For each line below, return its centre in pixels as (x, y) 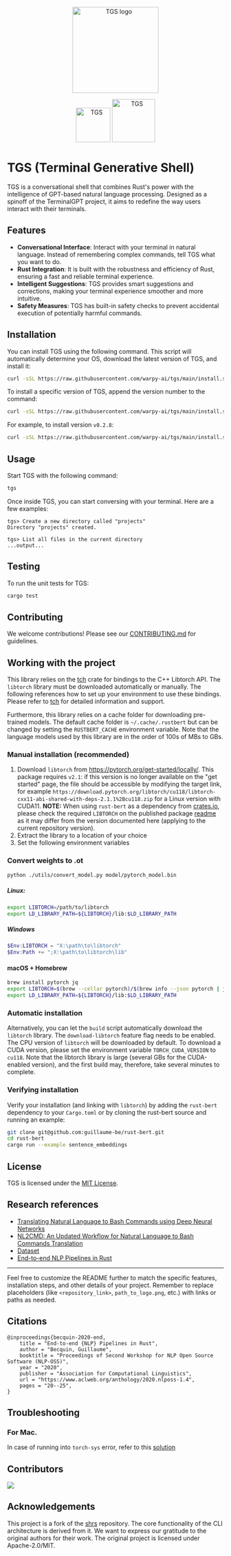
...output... (26, 545)
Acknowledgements (51, 1507)
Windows (21, 929)
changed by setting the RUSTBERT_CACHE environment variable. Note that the (113, 729)
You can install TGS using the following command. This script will (99, 351)
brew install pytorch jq (43, 982)
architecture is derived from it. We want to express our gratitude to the (107, 1530)
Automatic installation (45, 1013)
